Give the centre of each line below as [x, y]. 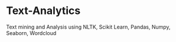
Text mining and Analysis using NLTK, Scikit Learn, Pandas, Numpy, [88, 27]
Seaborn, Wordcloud [31, 33]
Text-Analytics [43, 11]
